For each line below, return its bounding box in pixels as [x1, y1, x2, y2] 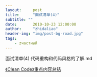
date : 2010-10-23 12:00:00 [5, 21, 77, 27]
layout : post [5, 7, 42, 13]
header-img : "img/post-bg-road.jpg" [5, 31, 83, 36]
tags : [5, 36, 17, 41]
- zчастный [14, 41, 38, 46]
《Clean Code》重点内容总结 [5, 66, 61, 72]
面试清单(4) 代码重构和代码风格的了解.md [5, 55, 93, 61]
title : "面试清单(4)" [5, 12, 60, 17]
